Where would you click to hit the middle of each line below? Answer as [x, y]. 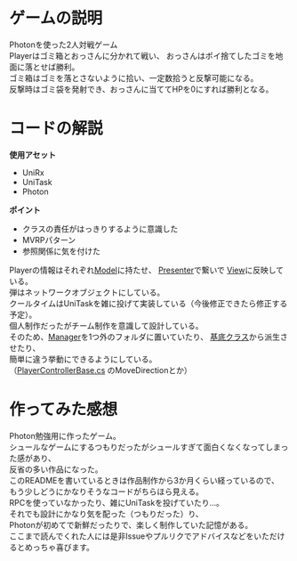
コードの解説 [56, 129]
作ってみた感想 [64, 410]
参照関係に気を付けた [61, 251]
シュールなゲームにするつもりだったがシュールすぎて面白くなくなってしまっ [149, 447]
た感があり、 [32, 458]
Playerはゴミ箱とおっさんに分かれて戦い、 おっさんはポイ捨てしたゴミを [142, 55]
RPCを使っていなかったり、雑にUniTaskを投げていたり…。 [117, 502]
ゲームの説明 [56, 18]
